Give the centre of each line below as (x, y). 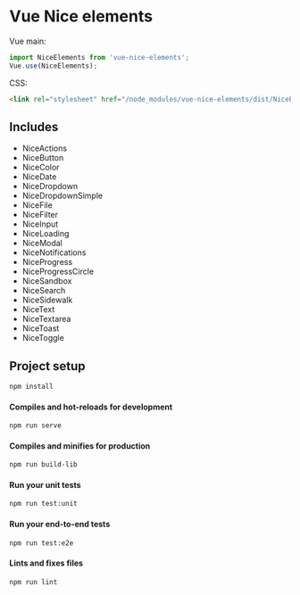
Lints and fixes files (46, 563)
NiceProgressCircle (58, 272)
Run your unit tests (46, 484)
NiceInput (40, 224)
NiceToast (41, 328)
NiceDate (39, 177)
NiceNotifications (54, 252)
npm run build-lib (43, 465)
